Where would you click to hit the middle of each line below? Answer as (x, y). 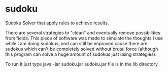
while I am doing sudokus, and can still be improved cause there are (76, 43)
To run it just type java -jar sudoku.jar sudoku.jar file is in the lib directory (82, 64)
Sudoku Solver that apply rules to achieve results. (57, 23)
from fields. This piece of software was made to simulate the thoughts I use (84, 38)
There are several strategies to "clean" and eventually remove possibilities (83, 32)
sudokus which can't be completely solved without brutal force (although (82, 49)
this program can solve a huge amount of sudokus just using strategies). (81, 54)
